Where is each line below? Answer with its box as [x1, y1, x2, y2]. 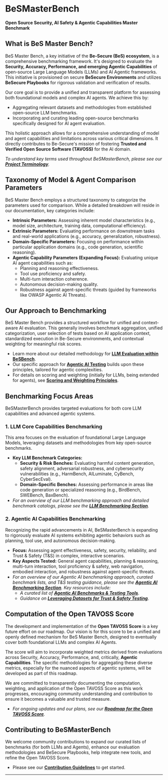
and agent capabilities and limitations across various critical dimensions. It [5, 135, 158, 141]
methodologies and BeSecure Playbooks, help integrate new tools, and [5, 749, 151, 755]
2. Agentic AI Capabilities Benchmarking [5, 515, 106, 523]
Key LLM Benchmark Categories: [12, 455, 82, 461]
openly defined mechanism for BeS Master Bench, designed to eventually [5, 633, 157, 640]
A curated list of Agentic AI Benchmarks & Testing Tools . [19, 590, 139, 596]
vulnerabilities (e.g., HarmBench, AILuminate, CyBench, [19, 471, 134, 477]
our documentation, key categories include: [5, 207, 95, 213]
